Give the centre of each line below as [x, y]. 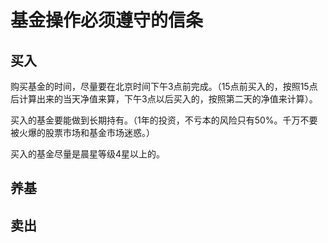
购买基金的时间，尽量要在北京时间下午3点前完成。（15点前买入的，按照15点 [164, 86]
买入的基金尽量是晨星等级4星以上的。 [88, 154]
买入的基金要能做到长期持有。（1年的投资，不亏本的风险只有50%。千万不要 [164, 120]
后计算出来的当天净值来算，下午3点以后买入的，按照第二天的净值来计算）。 [164, 99]
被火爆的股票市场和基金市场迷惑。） [82, 132]
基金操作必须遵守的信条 [107, 20]
